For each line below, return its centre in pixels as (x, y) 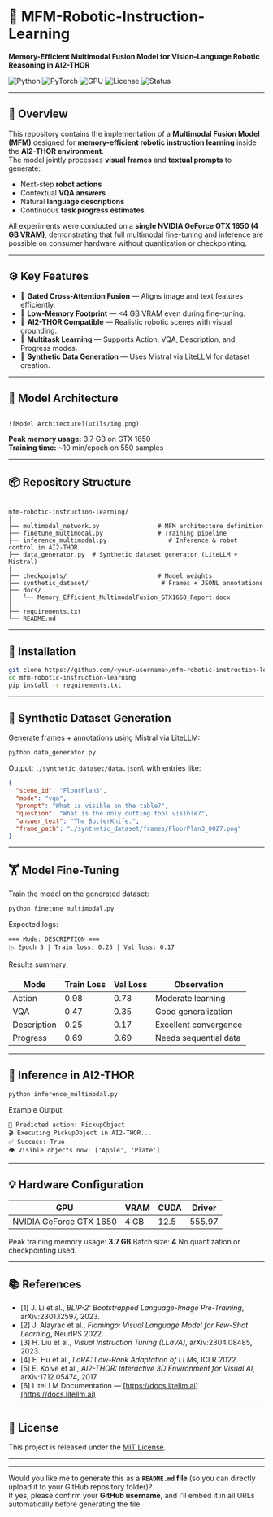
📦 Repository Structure (70, 482)
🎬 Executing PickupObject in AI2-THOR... (80, 1133)
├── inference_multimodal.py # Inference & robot (123, 540)
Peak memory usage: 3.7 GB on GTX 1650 (80, 439)
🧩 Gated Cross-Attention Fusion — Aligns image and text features (132, 295)
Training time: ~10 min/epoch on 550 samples (86, 448)
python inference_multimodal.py (63, 1094)
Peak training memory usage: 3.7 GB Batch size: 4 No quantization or (125, 1241)
